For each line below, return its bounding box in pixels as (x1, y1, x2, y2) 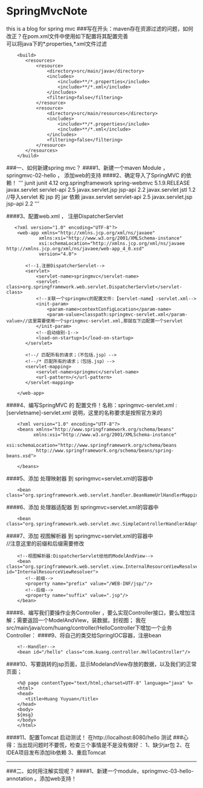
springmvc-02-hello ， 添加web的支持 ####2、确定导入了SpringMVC (6, 171, 180, 179)
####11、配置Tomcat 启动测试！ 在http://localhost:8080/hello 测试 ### (6, 734, 184, 741)
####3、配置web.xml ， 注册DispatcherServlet (6, 212, 124, 220)
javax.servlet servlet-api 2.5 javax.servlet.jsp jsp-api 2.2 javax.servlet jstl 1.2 (6, 186, 196, 193)
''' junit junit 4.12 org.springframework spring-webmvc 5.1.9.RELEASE (18, 179, 190, 186)
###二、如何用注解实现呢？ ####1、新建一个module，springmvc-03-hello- (6, 767, 195, 775)
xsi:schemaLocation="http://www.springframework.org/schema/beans (6, 442, 177, 448)
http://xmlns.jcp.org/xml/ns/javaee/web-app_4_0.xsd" (6, 246, 145, 252)
